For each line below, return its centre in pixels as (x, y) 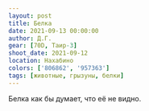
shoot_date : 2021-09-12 (48, 53)
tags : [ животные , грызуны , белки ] (66, 76)
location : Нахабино (41, 61)
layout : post (30, 16)
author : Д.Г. (30, 38)
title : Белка (30, 23)
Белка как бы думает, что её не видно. (75, 98)
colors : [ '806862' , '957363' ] (59, 68)
